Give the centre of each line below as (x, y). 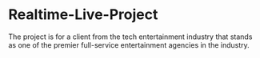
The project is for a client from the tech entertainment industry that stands (130, 37)
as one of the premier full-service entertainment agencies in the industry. (129, 44)
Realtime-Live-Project (83, 15)
